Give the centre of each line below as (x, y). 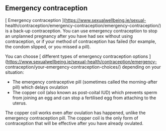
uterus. (20, 103)
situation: (15, 72)
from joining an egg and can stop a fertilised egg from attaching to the (84, 98)
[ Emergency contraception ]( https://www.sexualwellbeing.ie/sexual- (76, 20)
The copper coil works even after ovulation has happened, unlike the (75, 113)
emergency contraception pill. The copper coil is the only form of (72, 118)
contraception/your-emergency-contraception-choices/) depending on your (83, 67)
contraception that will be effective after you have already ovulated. (74, 123)
